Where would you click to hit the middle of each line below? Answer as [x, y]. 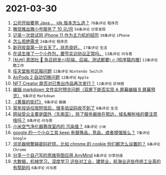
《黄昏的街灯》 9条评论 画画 [39, 102]
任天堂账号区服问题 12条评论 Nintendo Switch [58, 71]
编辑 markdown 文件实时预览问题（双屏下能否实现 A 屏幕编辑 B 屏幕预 [84, 89]
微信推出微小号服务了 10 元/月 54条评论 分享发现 [59, 29]
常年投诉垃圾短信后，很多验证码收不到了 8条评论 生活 [65, 108]
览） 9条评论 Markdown [34, 95]
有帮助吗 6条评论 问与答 [35, 167]
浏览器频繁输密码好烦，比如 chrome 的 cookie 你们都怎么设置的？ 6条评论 [86, 144]
